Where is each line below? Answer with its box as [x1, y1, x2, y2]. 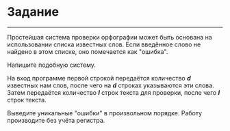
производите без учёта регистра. [7, 116, 105, 124]
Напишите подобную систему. [7, 61, 96, 69]
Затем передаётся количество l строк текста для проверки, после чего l [7, 88, 220, 96]
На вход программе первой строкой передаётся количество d [7, 74, 191, 82]
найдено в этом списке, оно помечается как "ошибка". [7, 47, 168, 55]
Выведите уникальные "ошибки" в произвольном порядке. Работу [7, 108, 203, 117]
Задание [7, 4, 60, 20]
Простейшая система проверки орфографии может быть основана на [7, 33, 212, 41]
